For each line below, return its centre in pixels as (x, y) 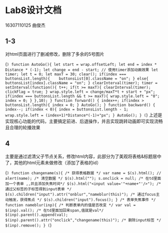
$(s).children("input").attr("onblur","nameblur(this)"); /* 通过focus (80, 194)
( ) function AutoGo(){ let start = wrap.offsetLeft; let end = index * (81, 64)
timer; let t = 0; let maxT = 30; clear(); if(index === (66, 74)
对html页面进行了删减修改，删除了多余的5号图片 (55, 54)
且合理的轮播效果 (23, 127)
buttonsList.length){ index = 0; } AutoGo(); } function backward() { (80, 105)
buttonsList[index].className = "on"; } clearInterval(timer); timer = (81, 83)
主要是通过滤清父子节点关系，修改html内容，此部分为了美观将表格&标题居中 (83, 156)
